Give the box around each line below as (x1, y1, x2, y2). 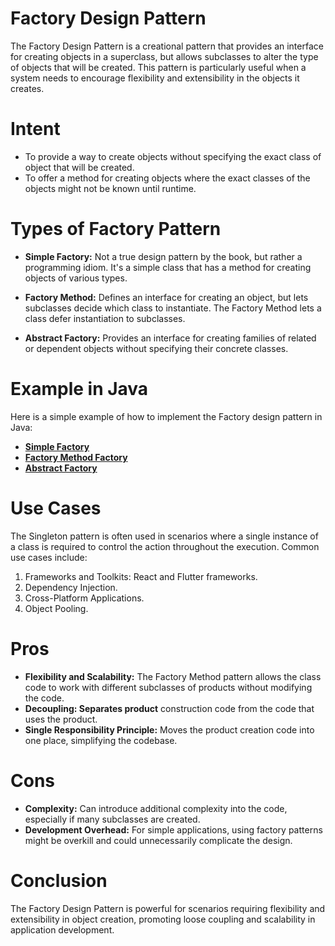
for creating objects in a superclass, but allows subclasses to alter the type (10, 50, 319, 62)
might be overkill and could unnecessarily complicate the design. (24, 834, 293, 846)
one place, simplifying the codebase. (24, 734, 178, 746)
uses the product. (24, 713, 98, 725)
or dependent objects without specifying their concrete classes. (24, 342, 289, 354)
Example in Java (10, 378, 149, 400)
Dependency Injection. (24, 581, 118, 593)
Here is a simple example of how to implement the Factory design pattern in (10, 410, 323, 422)
